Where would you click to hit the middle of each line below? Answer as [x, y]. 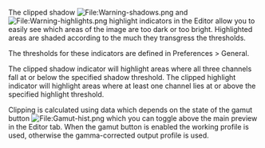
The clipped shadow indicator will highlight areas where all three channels [130, 69]
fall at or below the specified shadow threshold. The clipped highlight [122, 77]
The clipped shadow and [98, 12]
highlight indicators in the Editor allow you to [182, 21]
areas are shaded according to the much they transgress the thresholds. [127, 38]
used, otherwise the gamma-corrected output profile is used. [109, 135]
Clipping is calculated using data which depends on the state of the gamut [131, 110]
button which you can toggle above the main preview [133, 118]
